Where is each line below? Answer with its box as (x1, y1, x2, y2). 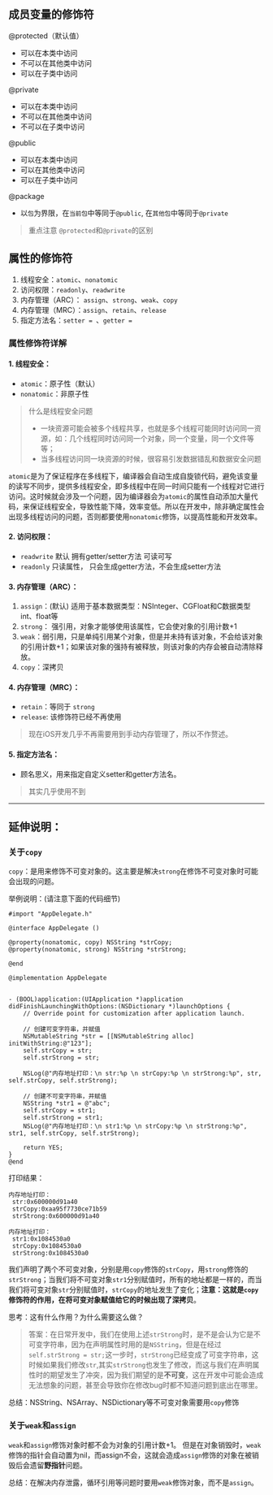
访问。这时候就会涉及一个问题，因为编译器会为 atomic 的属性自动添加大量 (8, 491, 251, 501)
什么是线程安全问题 (28, 405, 93, 416)
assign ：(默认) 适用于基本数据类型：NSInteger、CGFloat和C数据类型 (19, 601, 251, 611)
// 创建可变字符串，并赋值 (23, 1025, 101, 1033)
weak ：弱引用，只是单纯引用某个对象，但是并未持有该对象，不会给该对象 (19, 632, 263, 642)
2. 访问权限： (8, 531, 53, 542)
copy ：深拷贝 (19, 662, 64, 672)
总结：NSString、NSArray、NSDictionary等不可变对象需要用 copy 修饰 (8, 1397, 240, 1407)
